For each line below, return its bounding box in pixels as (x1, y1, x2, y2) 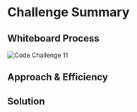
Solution (7, 95, 45, 107)
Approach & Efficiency (7, 71, 108, 83)
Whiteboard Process (7, 32, 100, 44)
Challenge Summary (7, 4, 130, 20)
